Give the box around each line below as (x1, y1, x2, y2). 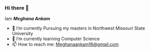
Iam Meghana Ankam (4, 16, 50, 22)
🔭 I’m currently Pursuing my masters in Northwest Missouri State (11, 25, 145, 31)
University (11, 31, 33, 37)
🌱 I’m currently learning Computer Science (11, 36, 100, 42)
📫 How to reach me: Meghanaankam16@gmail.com (11, 42, 119, 48)
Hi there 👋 (4, 4, 29, 11)
